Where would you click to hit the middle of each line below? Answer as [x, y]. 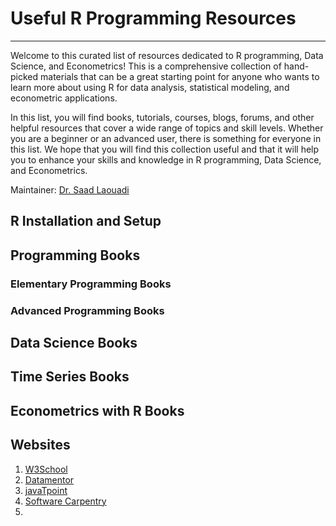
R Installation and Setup [86, 221]
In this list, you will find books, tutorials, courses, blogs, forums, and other [162, 117]
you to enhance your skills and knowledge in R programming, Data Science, [166, 159]
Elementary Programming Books [91, 284]
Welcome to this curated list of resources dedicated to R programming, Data [167, 55]
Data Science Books [74, 342]
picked [24, 76]
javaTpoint [46, 490]
